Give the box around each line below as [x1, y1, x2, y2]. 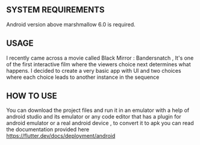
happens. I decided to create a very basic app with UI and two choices [6, 67, 182, 74]
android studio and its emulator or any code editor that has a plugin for [6, 113, 182, 120]
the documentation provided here [6, 126, 89, 133]
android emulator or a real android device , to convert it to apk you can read [6, 120, 194, 127]
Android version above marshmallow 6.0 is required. [6, 20, 136, 28]
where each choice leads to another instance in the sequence [6, 73, 160, 81]
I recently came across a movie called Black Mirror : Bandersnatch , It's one [6, 54, 194, 61]
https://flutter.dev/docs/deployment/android [6, 132, 116, 140]
